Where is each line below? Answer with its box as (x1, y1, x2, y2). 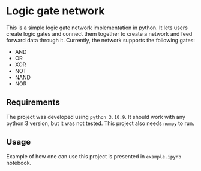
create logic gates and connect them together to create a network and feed (6, 30, 193, 37)
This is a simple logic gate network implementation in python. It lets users (6, 24, 188, 31)
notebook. (6, 159, 32, 166)
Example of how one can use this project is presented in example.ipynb (6, 152, 182, 160)
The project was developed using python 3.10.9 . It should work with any (6, 113, 186, 120)
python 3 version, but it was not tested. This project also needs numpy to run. (6, 120, 195, 127)
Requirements (6, 97, 60, 108)
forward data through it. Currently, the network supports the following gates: (6, 36, 195, 44)
